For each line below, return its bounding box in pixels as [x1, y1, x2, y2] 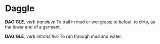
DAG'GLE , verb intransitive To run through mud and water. [5, 33, 122, 39]
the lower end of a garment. [5, 24, 61, 29]
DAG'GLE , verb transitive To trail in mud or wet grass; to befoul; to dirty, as [5, 19, 155, 25]
